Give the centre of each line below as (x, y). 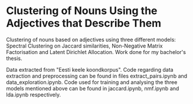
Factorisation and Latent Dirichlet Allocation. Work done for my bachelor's (96, 52)
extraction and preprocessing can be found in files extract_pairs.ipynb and (97, 76)
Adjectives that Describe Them (84, 23)
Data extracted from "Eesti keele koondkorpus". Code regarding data (90, 69)
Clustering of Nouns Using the (82, 11)
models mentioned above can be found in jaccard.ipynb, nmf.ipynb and (93, 88)
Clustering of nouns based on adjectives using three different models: (91, 39)
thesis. (14, 58)
